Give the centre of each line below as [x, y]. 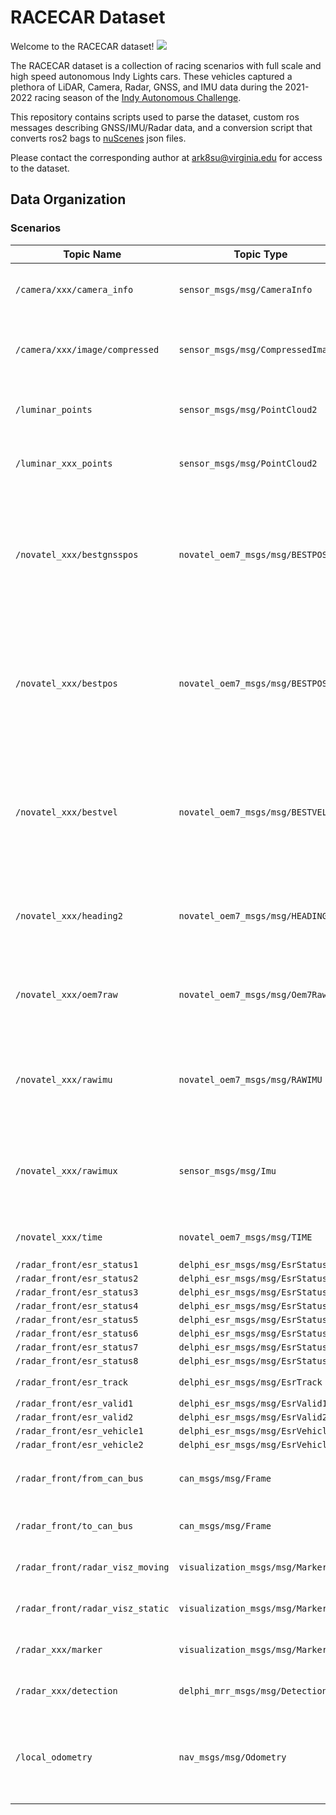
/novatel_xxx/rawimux [66, 1170]
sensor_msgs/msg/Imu [227, 1170]
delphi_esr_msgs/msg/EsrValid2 [253, 1417]
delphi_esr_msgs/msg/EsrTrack [250, 1382]
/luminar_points [54, 409]
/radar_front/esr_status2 [77, 1278]
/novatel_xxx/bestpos [66, 683]
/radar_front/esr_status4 [77, 1305]
